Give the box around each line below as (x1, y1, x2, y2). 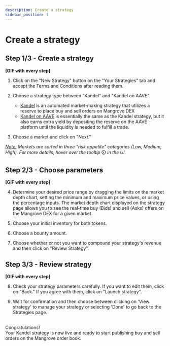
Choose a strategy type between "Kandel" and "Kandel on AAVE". (12, 92, 151, 99)
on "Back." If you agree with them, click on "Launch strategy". (12, 289, 142, 295)
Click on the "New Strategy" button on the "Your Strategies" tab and (12, 77, 156, 84)
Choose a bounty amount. (12, 230, 67, 236)
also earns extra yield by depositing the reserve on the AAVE (20, 119, 147, 125)
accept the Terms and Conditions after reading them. (12, 83, 124, 89)
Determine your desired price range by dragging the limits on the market (12, 189, 164, 195)
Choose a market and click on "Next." (12, 134, 91, 140)
